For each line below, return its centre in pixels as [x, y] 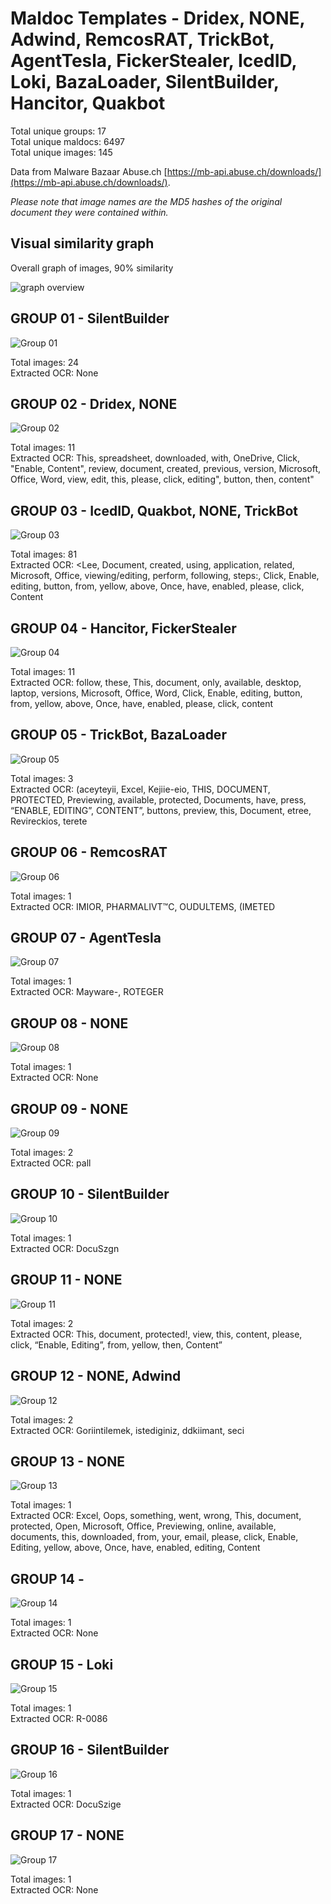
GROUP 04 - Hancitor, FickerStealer [123, 628]
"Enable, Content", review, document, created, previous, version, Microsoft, [165, 469]
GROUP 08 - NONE [69, 1023]
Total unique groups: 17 [58, 131]
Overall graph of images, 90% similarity [92, 268]
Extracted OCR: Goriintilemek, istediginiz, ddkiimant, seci [127, 1430]
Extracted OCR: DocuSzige [66, 1804]
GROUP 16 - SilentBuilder [90, 1750]
